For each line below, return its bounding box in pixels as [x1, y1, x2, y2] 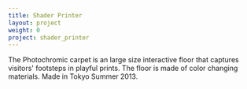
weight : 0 [8, 26, 41, 34]
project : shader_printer [8, 33, 90, 42]
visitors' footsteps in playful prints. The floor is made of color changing [8, 64, 238, 73]
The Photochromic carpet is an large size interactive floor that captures [8, 55, 239, 65]
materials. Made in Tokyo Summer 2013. [8, 72, 138, 81]
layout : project [8, 19, 61, 27]
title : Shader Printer [8, 11, 83, 20]
